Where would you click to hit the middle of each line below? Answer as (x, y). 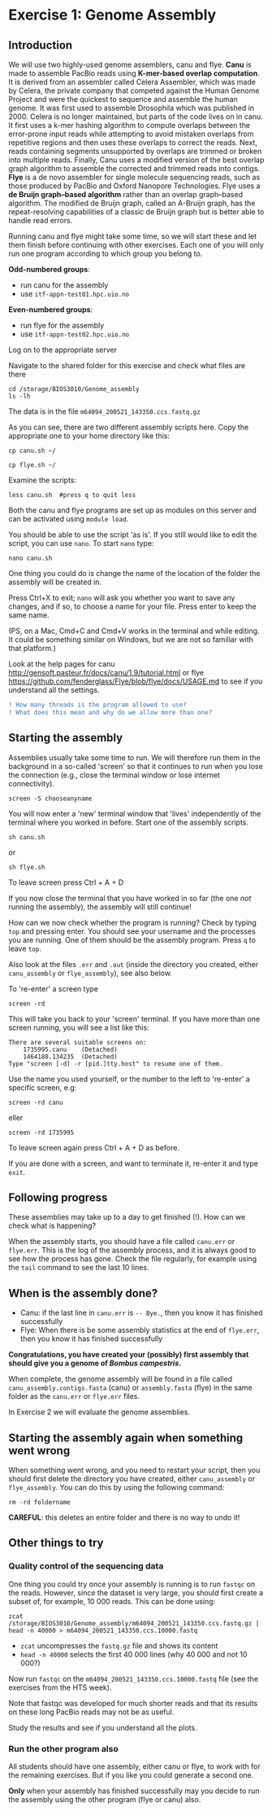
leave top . (25, 948)
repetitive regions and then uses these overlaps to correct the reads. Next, (133, 143)
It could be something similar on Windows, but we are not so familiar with (131, 640)
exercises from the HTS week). (60, 1687)
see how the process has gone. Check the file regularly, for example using (133, 1259)
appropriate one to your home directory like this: (89, 436)
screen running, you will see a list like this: (79, 1027)
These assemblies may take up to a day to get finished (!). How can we (127, 1217)
